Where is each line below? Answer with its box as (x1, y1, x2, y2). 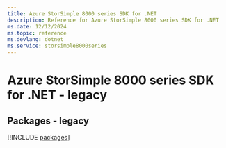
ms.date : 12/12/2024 (7, 23, 67, 30)
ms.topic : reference (7, 29, 67, 37)
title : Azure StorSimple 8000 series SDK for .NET (7, 10, 157, 17)
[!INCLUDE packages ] (7, 133, 70, 141)
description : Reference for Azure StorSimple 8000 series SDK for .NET (7, 17, 219, 24)
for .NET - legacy (7, 88, 108, 103)
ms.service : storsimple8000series (7, 42, 108, 49)
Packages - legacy (7, 115, 89, 126)
